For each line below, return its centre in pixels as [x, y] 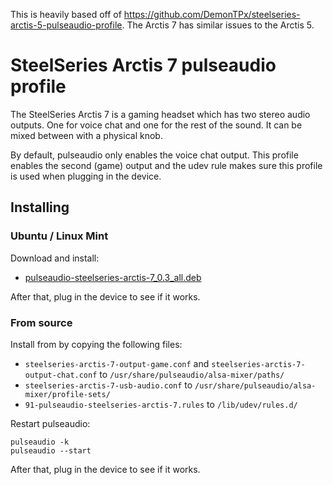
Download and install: [55, 258]
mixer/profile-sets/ [67, 394]
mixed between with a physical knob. [86, 135]
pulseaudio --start [51, 450]
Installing [40, 207]
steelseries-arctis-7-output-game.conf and [117, 363]
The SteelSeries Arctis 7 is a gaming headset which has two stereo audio [160, 114]
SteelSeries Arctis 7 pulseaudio [143, 65]
